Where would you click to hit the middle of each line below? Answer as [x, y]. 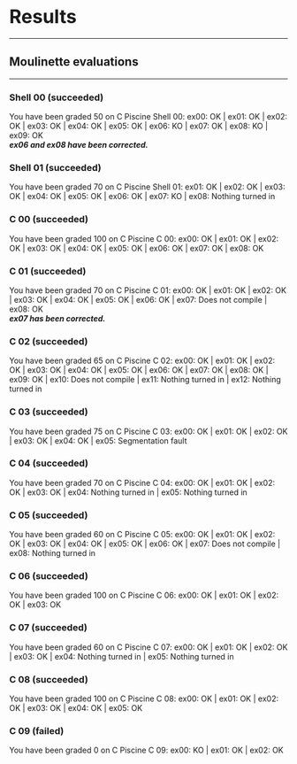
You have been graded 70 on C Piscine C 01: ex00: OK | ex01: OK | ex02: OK [148, 290]
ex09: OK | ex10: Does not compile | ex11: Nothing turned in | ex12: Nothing [145, 380]
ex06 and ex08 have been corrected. [79, 145]
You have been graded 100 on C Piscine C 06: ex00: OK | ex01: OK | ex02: [144, 595]
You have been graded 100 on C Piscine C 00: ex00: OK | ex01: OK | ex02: [144, 238]
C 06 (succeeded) [49, 576]
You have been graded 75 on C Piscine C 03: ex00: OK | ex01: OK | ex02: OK [148, 431]
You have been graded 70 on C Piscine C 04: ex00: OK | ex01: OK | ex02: [142, 482]
